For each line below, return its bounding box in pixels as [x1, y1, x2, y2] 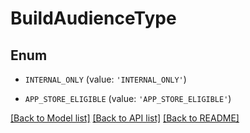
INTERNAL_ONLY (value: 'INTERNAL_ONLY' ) [24, 73, 187, 85]
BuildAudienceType [10, 7, 177, 30]
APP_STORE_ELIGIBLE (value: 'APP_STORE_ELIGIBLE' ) [24, 93, 232, 104]
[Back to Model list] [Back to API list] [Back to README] [10, 112, 240, 124]
